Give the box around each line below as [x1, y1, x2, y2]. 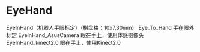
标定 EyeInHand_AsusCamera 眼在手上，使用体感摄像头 [6, 31, 144, 39]
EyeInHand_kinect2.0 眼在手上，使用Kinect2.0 [6, 39, 121, 46]
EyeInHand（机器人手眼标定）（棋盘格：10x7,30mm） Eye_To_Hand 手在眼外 [6, 24, 195, 31]
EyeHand [6, 4, 53, 17]
